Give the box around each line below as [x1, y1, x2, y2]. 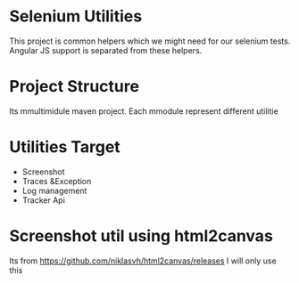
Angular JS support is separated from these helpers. [9, 44, 203, 55]
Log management [21, 185, 87, 196]
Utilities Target [9, 137, 120, 158]
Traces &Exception [21, 175, 92, 186]
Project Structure [9, 77, 140, 97]
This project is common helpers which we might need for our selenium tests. [9, 36, 291, 46]
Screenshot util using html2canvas [9, 226, 274, 246]
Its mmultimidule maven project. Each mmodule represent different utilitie [9, 105, 278, 117]
